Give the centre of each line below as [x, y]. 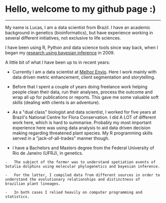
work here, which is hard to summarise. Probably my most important [82, 122]
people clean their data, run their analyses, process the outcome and [83, 92]
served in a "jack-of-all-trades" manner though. [61, 138]
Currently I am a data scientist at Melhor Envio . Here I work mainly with [84, 72]
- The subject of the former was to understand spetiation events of [80, 162]
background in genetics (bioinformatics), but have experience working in [79, 33]
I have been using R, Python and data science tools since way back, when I [82, 47]
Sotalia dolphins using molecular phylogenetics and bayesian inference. [83, 166]
